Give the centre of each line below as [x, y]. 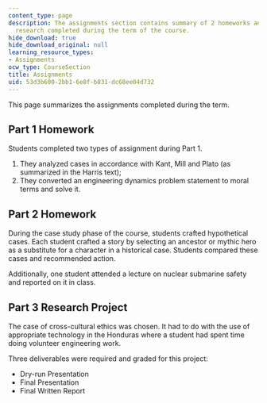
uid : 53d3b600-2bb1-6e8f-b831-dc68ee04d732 [81, 82]
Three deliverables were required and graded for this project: [108, 359]
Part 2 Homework [52, 214]
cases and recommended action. [62, 259]
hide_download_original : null [58, 45]
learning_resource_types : [51, 52]
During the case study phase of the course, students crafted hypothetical [128, 233]
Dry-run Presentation [54, 374]
